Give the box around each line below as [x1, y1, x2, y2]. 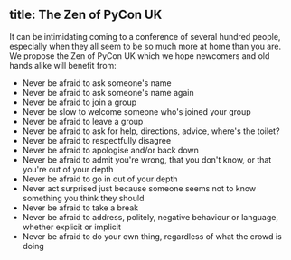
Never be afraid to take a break [22, 202, 138, 213]
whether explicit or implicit [22, 221, 122, 232]
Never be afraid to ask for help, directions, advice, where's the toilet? [22, 125, 280, 136]
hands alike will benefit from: [9, 60, 117, 70]
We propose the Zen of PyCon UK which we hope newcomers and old [9, 50, 270, 61]
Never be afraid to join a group [22, 97, 137, 107]
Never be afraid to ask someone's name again [22, 87, 194, 97]
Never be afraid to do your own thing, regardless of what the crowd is [22, 230, 282, 242]
